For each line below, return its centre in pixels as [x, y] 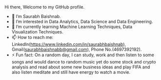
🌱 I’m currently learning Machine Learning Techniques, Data [72, 27]
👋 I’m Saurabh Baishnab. [36, 16]
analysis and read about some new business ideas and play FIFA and [81, 67]
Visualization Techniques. [37, 32]
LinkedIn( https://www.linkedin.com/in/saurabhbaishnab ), [69, 44]
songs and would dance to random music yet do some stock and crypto [84, 62]
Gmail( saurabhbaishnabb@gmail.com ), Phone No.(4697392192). [77, 49]
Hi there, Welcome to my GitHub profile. [45, 7]
